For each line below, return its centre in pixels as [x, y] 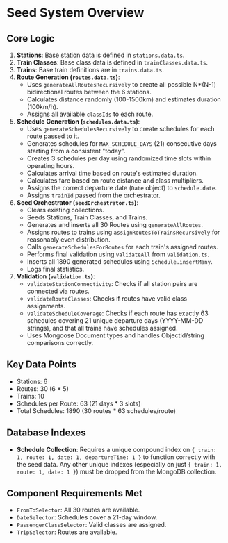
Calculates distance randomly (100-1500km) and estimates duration [124, 99]
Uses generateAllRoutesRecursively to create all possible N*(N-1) [122, 84]
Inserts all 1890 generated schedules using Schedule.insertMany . [120, 261]
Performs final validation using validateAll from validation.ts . [118, 254]
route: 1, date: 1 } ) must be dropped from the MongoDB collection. [116, 471]
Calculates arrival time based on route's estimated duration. [113, 173]
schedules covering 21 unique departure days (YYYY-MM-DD [115, 320]
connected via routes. [58, 291]
